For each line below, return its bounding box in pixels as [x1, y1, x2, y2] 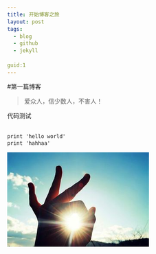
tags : [7, 25, 23, 32]
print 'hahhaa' [7, 139, 51, 147]
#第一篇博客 [7, 82, 41, 91]
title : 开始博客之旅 [7, 11, 60, 18]
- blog [13, 33, 32, 40]
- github [13, 40, 38, 47]
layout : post [7, 18, 45, 25]
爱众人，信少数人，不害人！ [23, 97, 103, 105]
